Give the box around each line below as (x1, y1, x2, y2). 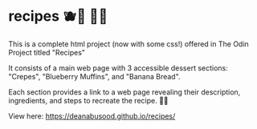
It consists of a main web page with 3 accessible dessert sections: (8, 62, 229, 73)
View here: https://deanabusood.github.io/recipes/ (8, 111, 176, 121)
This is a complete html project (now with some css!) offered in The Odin (8, 38, 249, 49)
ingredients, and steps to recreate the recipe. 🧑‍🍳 (8, 95, 169, 105)
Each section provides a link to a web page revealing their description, (8, 87, 241, 97)
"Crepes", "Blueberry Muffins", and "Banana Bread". (8, 71, 181, 81)
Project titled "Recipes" (8, 47, 86, 57)
